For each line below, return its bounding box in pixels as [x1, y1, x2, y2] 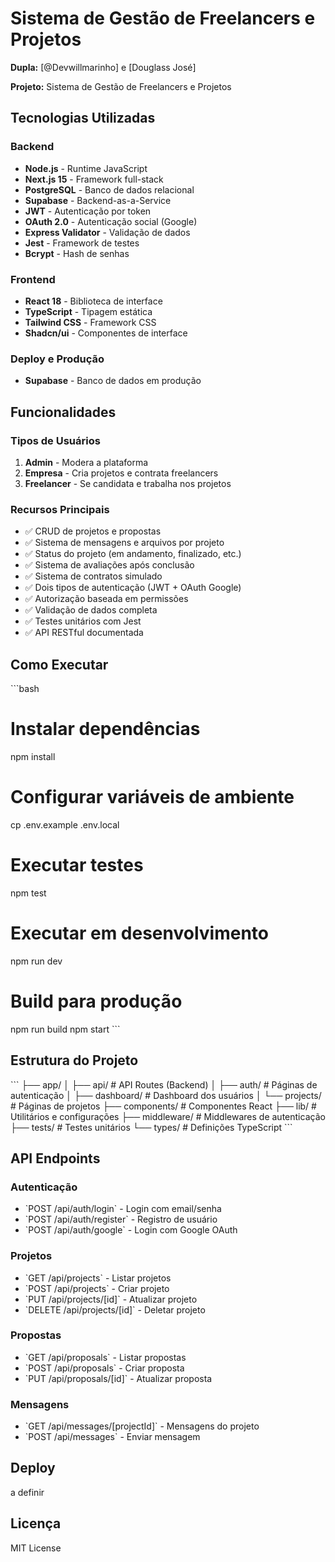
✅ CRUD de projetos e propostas [24, 525, 162, 537]
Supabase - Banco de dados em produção [24, 375, 202, 387]
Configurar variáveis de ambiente [10, 786, 295, 809]
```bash [10, 683, 40, 695]
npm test [10, 887, 47, 899]
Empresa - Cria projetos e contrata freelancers [24, 467, 219, 479]
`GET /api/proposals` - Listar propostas [24, 1351, 187, 1363]
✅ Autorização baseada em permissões [24, 593, 189, 605]
